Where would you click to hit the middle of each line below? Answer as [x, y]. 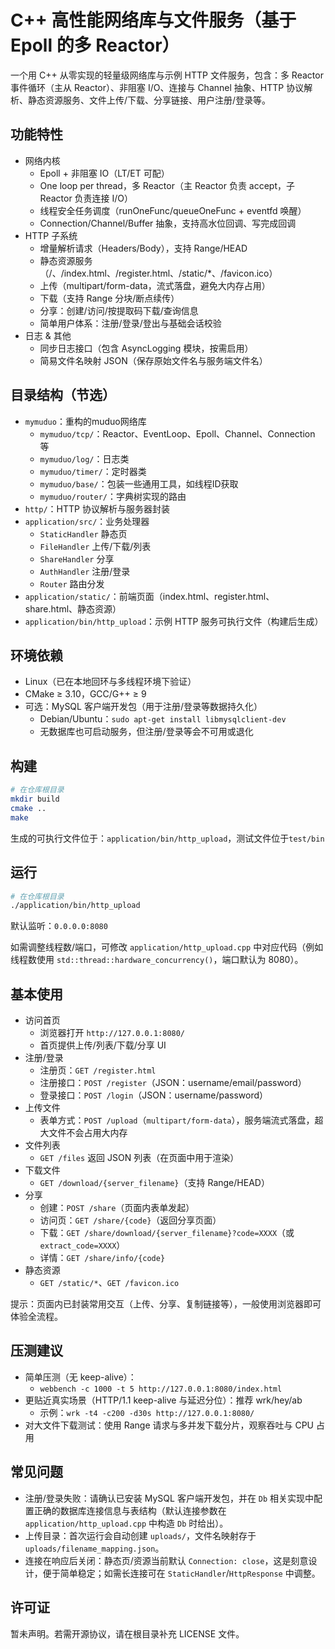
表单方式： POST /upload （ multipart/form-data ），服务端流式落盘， [177, 1120]
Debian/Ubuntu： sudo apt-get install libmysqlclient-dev [163, 719]
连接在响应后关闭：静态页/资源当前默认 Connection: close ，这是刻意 [166, 1560]
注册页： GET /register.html [98, 1070]
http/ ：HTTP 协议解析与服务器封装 [97, 508]
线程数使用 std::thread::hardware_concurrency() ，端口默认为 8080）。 [157, 960]
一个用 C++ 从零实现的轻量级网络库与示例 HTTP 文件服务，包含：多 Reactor [167, 75]
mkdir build [35, 799]
